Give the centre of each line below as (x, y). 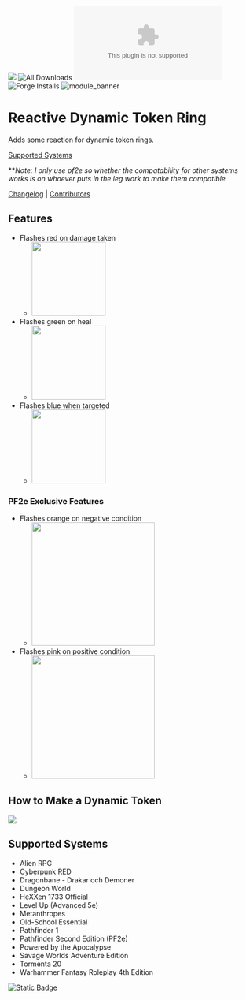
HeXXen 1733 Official (54, 897)
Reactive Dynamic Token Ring (107, 118)
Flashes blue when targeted (64, 405)
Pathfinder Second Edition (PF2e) (73, 938)
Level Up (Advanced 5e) (59, 905)
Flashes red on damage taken (68, 237)
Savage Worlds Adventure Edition (74, 955)
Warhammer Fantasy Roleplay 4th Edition (86, 972)
